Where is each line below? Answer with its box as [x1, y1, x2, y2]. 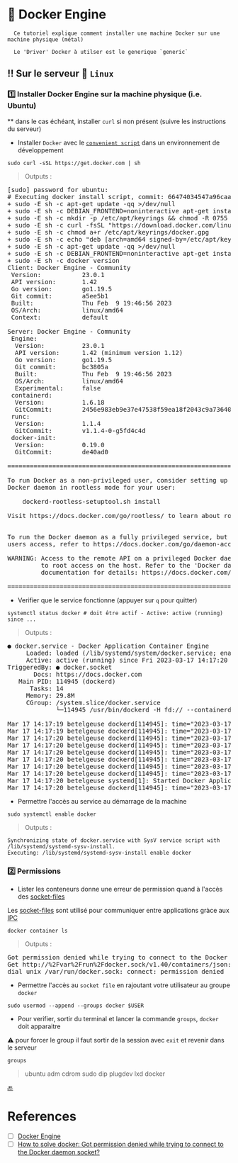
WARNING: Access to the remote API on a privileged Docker [7, 554, 217, 562]
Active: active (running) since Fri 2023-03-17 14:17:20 [25, 656, 228, 664]
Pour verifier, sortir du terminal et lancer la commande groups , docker [17, 1014, 220, 1023]
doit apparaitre [17, 1022, 61, 1030]
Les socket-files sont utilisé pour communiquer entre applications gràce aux [7, 906, 230, 914]
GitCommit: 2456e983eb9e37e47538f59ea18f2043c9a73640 [14, 405, 232, 413]
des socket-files [17, 892, 65, 901]
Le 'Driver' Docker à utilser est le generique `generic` [13, 48, 189, 55]
